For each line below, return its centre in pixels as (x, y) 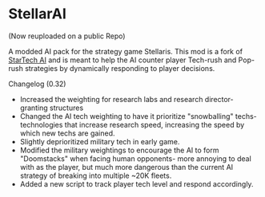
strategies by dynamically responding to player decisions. (120, 68)
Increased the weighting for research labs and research (111, 99)
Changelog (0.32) (37, 84)
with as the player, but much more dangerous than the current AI (126, 167)
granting (34, 108)
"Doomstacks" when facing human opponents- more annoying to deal (136, 158)
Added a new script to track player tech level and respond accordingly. (137, 183)
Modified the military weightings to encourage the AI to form (119, 150)
